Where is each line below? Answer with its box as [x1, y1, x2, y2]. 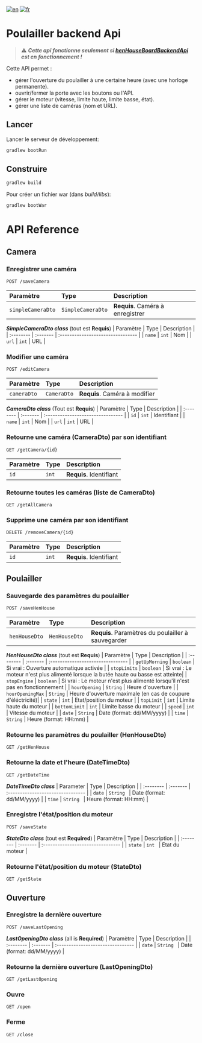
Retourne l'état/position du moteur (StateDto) [6, 862, 142, 871]
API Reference [6, 223, 79, 236]
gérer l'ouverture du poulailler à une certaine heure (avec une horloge [14, 76, 188, 84]
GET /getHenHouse [6, 745, 50, 751]
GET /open [6, 1004, 31, 1010]
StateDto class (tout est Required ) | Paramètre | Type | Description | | [6, 834, 180, 842]
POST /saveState [6, 824, 47, 830]
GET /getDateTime [6, 772, 50, 778]
